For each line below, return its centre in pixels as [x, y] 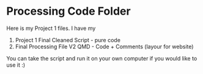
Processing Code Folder [68, 11]
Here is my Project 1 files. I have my [51, 28]
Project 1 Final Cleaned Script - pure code [68, 40]
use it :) [16, 65]
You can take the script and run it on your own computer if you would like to [102, 58]
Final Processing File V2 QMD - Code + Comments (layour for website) [104, 46]
